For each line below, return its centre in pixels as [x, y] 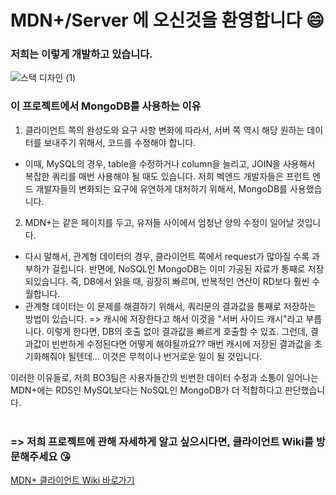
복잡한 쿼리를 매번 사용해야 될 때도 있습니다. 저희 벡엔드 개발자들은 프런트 [167, 176]
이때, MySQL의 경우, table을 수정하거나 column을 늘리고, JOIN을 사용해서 [170, 163]
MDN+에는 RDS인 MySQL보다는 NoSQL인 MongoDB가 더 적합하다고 [146, 390]
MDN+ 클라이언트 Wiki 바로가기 [72, 480]
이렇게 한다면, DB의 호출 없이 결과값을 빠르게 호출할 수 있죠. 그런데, [177, 331]
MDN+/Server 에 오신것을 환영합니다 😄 [167, 20]
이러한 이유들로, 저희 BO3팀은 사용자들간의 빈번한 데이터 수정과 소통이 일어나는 [165, 377]
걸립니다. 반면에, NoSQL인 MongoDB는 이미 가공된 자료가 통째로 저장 [188, 268]
